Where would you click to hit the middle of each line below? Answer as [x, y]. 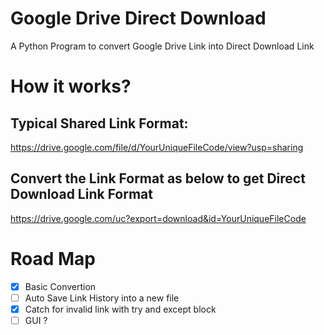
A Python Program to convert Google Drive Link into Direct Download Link [162, 46]
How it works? [71, 86]
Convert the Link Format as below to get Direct [158, 178]
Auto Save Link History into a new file [102, 298]
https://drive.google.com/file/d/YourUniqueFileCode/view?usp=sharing [157, 147]
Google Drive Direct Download [138, 18]
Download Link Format [82, 194]
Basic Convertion [60, 286]
